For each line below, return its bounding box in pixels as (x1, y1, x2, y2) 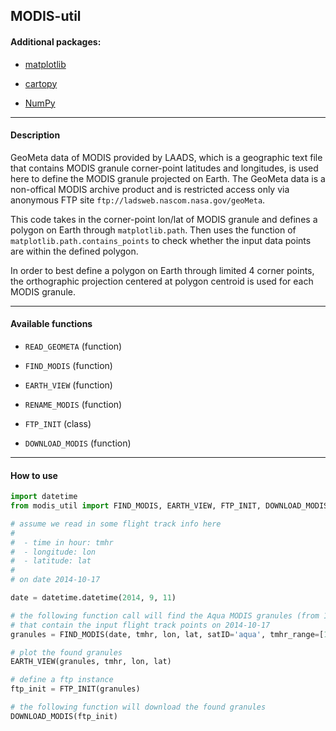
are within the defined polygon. (10, 245, 139, 257)
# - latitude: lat (10, 556, 92, 566)
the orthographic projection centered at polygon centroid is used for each (10, 275, 314, 287)
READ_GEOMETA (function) (24, 340, 123, 352)
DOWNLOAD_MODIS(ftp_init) (10, 711, 118, 721)
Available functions (10, 318, 93, 330)
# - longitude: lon (10, 547, 97, 557)
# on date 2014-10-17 (10, 575, 101, 585)
